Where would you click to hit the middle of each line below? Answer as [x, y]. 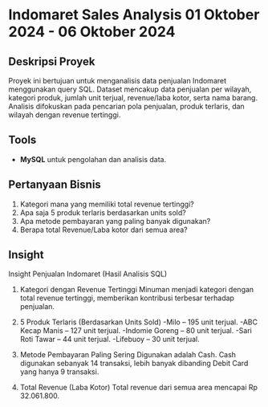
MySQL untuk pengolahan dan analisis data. [93, 159]
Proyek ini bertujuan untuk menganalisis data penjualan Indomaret [118, 81]
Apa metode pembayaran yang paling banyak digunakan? [115, 221]
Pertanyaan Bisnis [55, 185]
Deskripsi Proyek [52, 61]
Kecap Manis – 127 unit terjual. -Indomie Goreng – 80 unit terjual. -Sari [136, 331]
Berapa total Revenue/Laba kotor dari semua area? [104, 230]
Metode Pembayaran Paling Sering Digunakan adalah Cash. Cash [128, 355]
